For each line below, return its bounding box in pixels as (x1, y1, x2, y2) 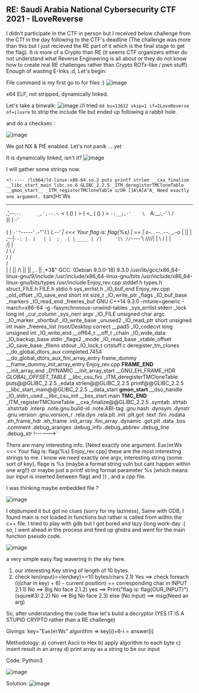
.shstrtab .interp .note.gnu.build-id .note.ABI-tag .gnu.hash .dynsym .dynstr (6, 405, 191, 412)
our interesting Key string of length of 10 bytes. (14, 567, 130, 574)
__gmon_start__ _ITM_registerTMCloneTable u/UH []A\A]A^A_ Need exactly (6, 187, 190, 193)
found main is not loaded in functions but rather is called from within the (6, 514, 182, 521)
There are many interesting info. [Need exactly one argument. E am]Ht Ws (6, 441, 182, 448)
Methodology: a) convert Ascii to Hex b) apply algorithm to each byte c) (6, 639, 181, 646)
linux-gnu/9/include (6, 272, 54, 280)
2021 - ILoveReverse (6, 14, 84, 24)
